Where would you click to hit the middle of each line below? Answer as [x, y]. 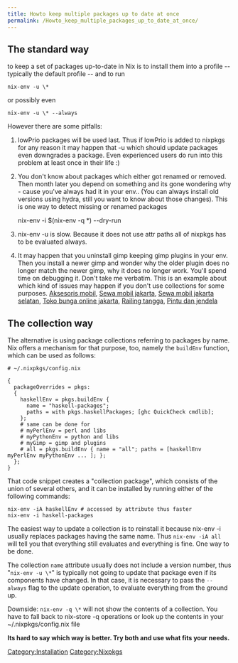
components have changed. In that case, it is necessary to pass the [106, 581]
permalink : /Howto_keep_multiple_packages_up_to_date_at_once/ [103, 21]
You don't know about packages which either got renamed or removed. [122, 177]
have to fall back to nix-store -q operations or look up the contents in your [115, 617]
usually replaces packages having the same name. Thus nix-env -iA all [114, 537]
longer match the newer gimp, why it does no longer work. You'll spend [122, 271]
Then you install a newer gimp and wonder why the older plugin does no [123, 263]
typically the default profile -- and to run [66, 74]
